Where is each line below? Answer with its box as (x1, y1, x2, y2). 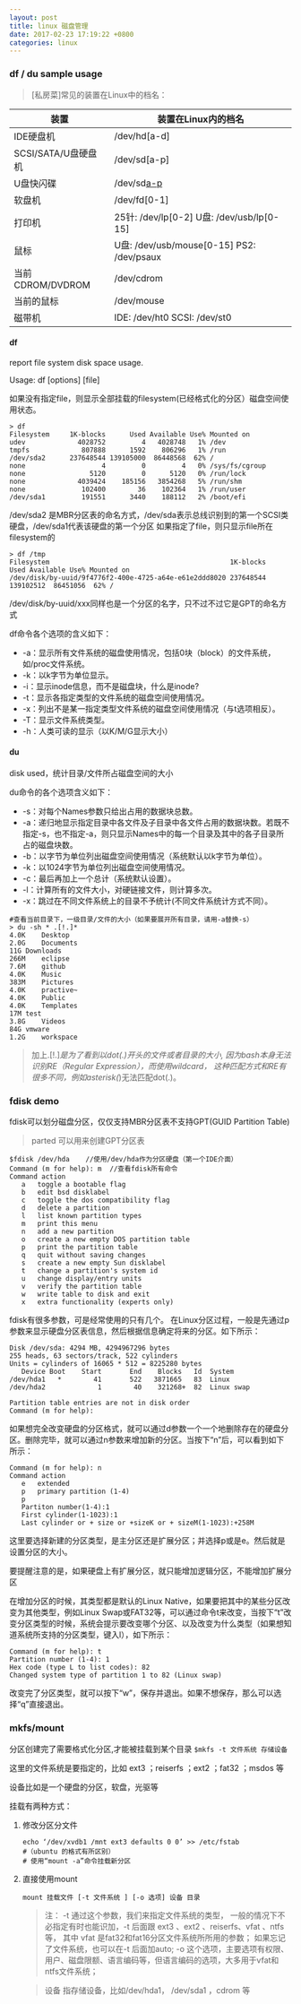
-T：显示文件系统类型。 (21, 714, 110, 725)
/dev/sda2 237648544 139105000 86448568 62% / (9, 453, 215, 462)
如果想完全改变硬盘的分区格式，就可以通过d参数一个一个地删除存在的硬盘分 (9, 1423, 289, 1434)
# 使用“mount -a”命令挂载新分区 (21, 1856, 132, 1865)
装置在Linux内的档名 (157, 113, 245, 125)
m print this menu (21, 1220, 99, 1229)
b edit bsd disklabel (21, 1188, 110, 1197)
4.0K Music (9, 970, 63, 979)
